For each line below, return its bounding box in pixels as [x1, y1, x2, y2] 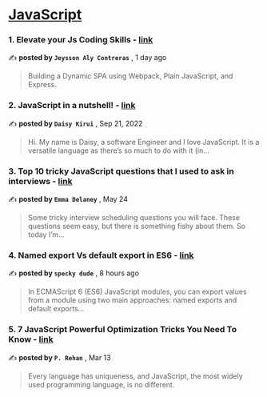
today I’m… [27, 230, 66, 239]
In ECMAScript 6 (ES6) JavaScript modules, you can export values [27, 287, 247, 297]
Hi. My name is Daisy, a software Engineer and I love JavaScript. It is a [27, 137, 260, 146]
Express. [27, 80, 58, 90]
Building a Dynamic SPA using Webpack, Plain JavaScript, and [27, 71, 233, 81]
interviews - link [8, 175, 73, 186]
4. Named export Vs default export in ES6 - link [8, 250, 194, 261]
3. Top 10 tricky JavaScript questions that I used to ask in [8, 166, 234, 177]
